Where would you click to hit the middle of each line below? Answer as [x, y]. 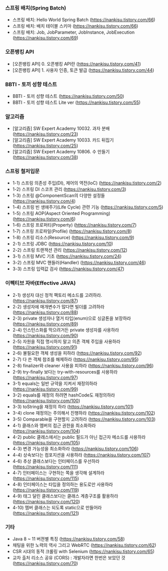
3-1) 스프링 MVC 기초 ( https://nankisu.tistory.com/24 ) [67, 256]
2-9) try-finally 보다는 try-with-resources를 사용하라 [65, 371]
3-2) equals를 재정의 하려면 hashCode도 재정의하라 [64, 395]
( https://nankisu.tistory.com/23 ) [45, 134]
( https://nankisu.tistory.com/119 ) [46, 490]
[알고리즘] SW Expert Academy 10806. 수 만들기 [61, 152]
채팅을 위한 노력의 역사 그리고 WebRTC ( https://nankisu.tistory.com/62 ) [84, 545]
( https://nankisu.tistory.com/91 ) [45, 347]
